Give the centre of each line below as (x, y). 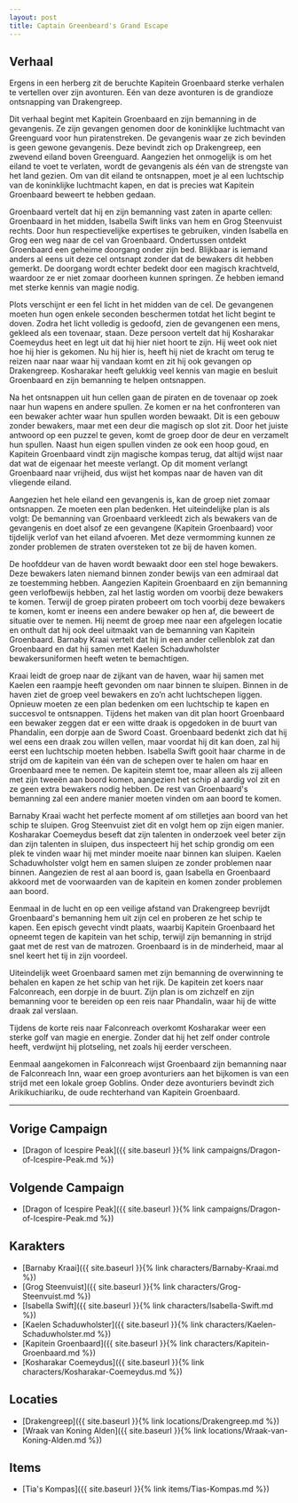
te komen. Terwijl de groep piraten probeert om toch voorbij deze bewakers (147, 602)
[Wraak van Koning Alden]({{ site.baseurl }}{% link (114, 1430)
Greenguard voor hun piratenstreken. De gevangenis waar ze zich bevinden (148, 138)
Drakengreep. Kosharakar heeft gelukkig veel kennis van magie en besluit (143, 371)
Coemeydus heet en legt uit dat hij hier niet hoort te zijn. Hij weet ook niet (143, 342)
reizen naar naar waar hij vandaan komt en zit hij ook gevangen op (131, 362)
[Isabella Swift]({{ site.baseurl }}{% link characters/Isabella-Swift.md (147, 1305)
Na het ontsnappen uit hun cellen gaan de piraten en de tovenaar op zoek (144, 397)
